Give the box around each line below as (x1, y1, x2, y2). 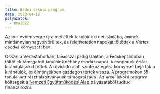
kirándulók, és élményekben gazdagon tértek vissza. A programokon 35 (5, 69, 149, 75)
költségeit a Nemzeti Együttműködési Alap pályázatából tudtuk (5, 79, 130, 85)
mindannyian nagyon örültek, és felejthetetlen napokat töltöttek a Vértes (5, 39, 149, 45)
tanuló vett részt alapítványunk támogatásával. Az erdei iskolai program (5, 74, 148, 80)
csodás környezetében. (5, 44, 52, 50)
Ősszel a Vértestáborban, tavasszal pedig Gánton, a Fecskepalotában (5, 54, 144, 60)
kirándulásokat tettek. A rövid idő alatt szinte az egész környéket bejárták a (5, 64, 155, 70)
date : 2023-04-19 (5, 12, 40, 16)
